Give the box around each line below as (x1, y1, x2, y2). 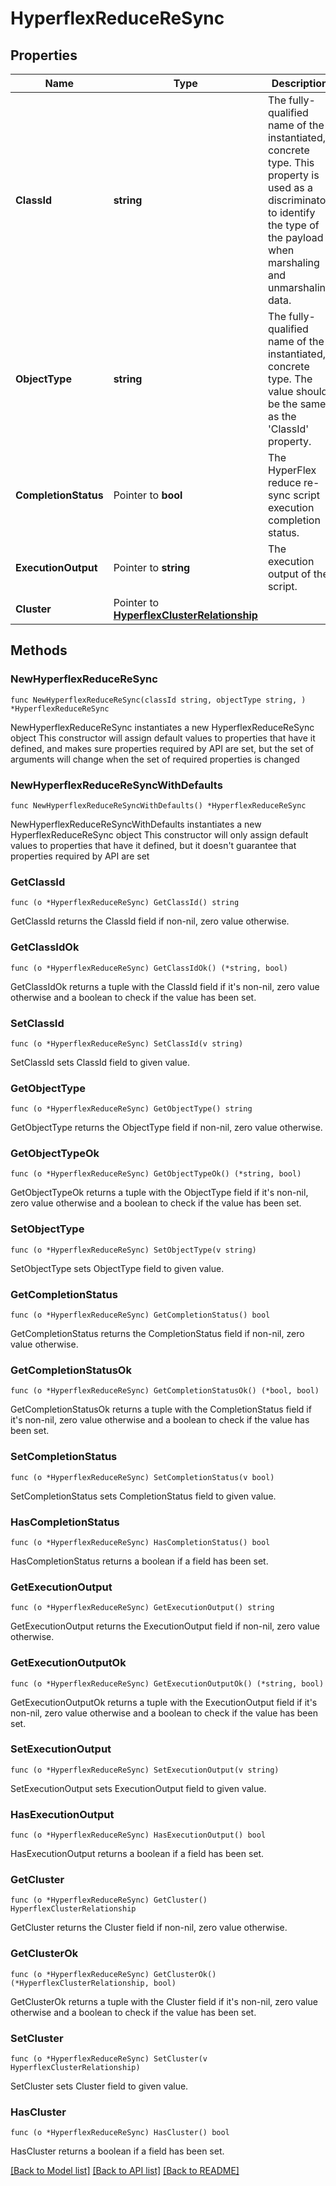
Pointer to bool (113, 488, 183, 502)
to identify (267, 206, 316, 219)
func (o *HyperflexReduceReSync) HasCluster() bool (10, 2128, 230, 2138)
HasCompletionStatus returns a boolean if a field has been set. (10, 1555, 269, 1567)
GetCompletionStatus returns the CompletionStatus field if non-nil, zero (10, 1328, 305, 1340)
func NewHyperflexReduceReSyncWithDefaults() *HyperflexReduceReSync (10, 800, 307, 811)
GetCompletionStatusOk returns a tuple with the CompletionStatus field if (10, 1403, 312, 1416)
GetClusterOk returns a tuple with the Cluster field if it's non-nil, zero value (10, 1995, 318, 2007)
